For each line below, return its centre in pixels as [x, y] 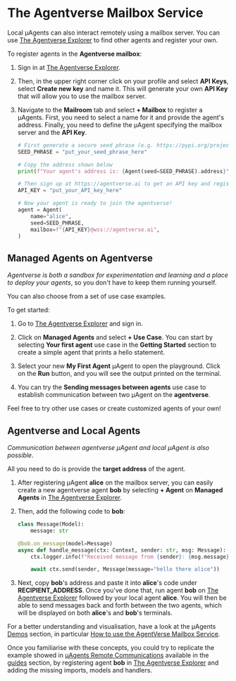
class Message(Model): [51, 524]
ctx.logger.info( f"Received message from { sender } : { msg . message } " [131, 557]
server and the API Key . [52, 132]
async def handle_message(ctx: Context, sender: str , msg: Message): [122, 550]
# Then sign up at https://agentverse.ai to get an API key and [114, 184]
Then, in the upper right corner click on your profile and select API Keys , [123, 81]
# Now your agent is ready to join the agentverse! [95, 203]
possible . [20, 455]
